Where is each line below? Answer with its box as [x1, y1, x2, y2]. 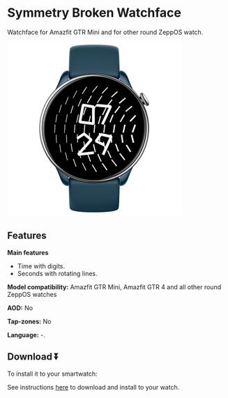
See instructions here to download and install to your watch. [7, 383, 180, 391]
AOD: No [7, 303, 33, 312]
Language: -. [7, 330, 45, 339]
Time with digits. [17, 261, 66, 270]
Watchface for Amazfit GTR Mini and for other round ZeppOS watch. [7, 28, 204, 36]
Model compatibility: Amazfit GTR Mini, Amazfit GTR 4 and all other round [7, 282, 222, 291]
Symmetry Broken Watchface [7, 5, 181, 21]
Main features [7, 248, 49, 257]
